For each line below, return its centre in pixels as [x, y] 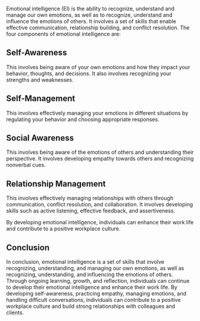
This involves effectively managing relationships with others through [90, 198]
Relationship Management [56, 183]
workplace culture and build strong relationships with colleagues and [91, 306]
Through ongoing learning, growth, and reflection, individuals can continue [98, 281]
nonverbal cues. [26, 165]
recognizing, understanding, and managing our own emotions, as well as [95, 268]
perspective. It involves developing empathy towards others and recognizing [100, 159]
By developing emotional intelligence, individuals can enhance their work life [100, 223]
